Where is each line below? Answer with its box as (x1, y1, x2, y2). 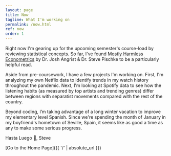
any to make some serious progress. (5, 125, 82, 131)
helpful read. (5, 62, 32, 68)
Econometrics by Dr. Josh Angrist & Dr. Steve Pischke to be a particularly (5, 56, 159, 62)
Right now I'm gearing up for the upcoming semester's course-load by (5, 46, 154, 51)
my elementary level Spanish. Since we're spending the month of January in (5, 114, 166, 120)
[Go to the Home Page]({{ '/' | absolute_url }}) (5, 145, 101, 151)
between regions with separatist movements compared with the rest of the (5, 93, 163, 99)
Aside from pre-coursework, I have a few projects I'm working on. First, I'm (5, 72, 164, 77)
